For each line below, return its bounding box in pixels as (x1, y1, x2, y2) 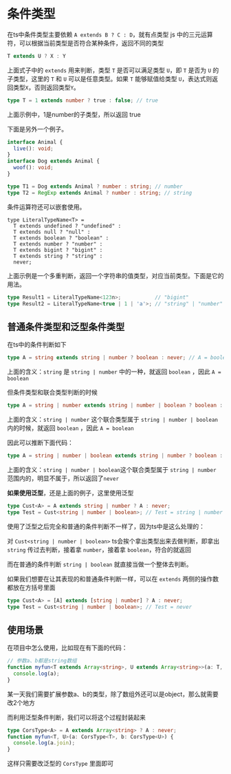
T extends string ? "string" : (13, 252, 103, 259)
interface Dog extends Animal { (7, 158, 100, 165)
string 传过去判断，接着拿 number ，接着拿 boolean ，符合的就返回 (7, 545, 191, 554)
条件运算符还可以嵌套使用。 (7, 202, 86, 211)
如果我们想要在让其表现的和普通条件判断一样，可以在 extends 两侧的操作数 (7, 574, 219, 583)
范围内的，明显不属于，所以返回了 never (7, 474, 119, 482)
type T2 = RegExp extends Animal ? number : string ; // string (7, 189, 192, 196)
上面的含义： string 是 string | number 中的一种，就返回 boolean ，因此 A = (7, 367, 221, 376)
